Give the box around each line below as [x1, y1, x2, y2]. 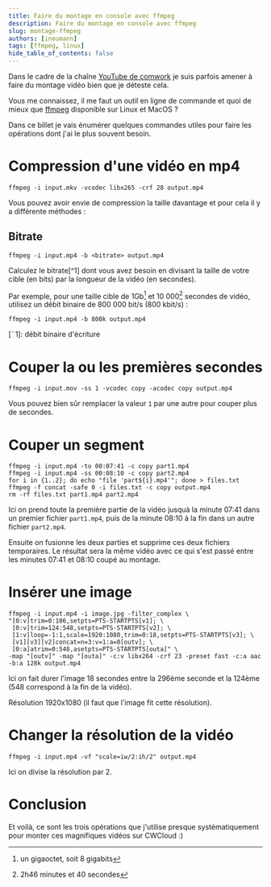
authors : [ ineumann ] [8, 34, 78, 43]
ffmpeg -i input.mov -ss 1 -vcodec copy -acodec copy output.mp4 [8, 385, 232, 393]
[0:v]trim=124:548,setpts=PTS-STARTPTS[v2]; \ [11, 624, 172, 632]
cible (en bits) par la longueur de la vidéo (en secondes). [8, 274, 197, 284]
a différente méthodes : [8, 206, 86, 216]
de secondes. [8, 408, 54, 417]
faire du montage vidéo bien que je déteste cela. [8, 80, 169, 90]
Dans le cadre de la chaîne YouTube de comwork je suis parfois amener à [8, 72, 252, 81]
